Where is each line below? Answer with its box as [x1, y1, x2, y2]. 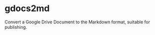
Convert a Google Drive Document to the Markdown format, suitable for [4, 19, 151, 25]
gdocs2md [4, 3, 50, 14]
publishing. [4, 24, 28, 30]
